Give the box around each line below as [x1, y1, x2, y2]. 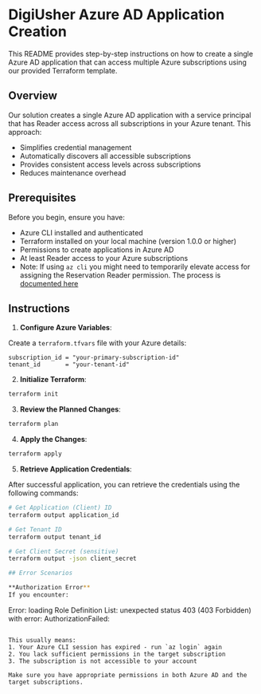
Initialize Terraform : [19, 375, 87, 384]
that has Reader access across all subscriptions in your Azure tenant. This [8, 118, 251, 128]
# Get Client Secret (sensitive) [8, 547, 119, 555]
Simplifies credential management [19, 142, 132, 152]
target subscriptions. [8, 678, 84, 686]
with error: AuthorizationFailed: [8, 613, 110, 623]
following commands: [8, 488, 79, 498]
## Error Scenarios [8, 569, 73, 578]
